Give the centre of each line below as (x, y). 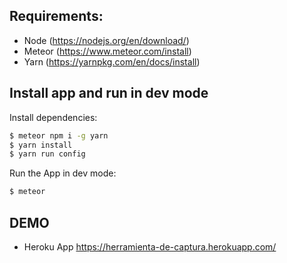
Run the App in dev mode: (63, 173)
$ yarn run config (47, 154)
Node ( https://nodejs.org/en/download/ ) (106, 40)
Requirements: (56, 16)
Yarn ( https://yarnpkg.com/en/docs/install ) (112, 61)
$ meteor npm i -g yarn (59, 135)
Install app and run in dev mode (109, 93)
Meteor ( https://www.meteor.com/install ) (107, 51)
